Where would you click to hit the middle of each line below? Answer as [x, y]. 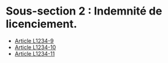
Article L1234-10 [35, 47]
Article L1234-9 [34, 41]
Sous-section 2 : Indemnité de [84, 11]
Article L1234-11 [35, 53]
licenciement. [41, 24]
